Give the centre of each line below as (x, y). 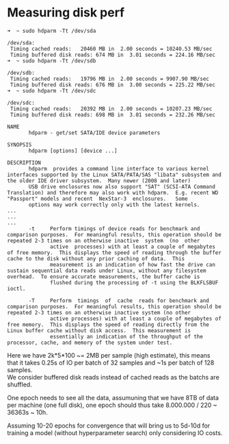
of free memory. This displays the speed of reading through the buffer (114, 252)
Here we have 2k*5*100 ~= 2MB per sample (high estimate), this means (109, 355)
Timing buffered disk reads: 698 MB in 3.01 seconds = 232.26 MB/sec (112, 114)
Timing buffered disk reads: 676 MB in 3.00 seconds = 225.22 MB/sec (112, 85)
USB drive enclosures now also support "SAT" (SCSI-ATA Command (122, 186)
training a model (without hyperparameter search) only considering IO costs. (115, 432)
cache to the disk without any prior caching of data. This (96, 258)
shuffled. (19, 384)
